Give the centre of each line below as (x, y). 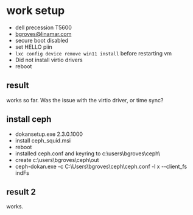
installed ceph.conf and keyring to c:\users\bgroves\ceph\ (88, 153)
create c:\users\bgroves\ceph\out (57, 160)
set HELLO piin (34, 47)
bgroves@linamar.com (43, 33)
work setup (36, 11)
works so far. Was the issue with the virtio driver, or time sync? (85, 100)
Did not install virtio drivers (49, 60)
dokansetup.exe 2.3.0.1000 (49, 134)
